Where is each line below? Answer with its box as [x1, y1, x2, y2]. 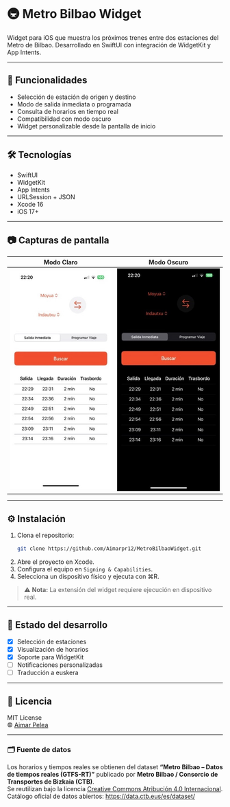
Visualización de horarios [16, 645, 89, 653]
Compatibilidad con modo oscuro [16, 115, 112, 123]
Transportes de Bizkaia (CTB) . [7, 777, 94, 786]
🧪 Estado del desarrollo [7, 620, 108, 631]
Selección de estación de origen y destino [16, 93, 136, 101]
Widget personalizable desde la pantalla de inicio [16, 122, 156, 130]
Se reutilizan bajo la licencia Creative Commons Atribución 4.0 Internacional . [7, 785, 223, 793]
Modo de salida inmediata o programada [16, 100, 131, 108]
